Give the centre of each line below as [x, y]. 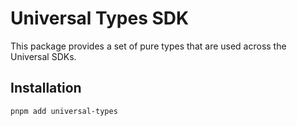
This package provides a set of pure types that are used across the [148, 46]
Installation [46, 88]
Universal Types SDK [100, 18]
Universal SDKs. [43, 56]
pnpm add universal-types [64, 111]
